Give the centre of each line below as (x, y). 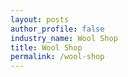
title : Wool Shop (46, 47)
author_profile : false (57, 29)
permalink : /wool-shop (57, 57)
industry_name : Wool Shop (64, 38)
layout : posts (40, 19)
